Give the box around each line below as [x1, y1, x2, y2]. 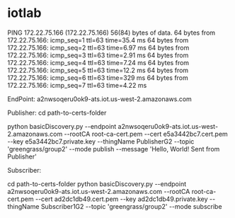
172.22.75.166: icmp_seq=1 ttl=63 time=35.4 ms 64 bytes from [7, 35, 189, 44]
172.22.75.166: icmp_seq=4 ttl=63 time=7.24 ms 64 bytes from [7, 58, 190, 67]
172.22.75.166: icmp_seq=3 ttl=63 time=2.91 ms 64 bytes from [7, 51, 189, 59]
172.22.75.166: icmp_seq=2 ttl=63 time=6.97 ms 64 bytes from [7, 43, 190, 52]
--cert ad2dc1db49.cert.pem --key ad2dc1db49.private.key [35, 195, 208, 203]
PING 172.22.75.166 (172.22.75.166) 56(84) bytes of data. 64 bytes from [7, 28, 216, 37]
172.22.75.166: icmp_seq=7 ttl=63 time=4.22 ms [7, 81, 147, 89]
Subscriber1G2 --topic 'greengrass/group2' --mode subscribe [40, 202, 222, 210]
